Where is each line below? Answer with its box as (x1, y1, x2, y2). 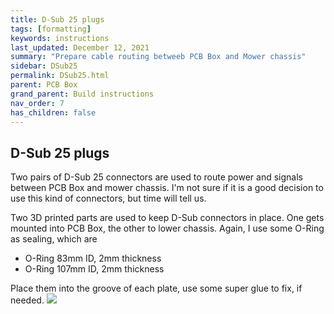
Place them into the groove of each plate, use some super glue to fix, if (10, 282, 303, 295)
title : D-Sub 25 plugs (10, 14, 105, 25)
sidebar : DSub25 (10, 61, 78, 71)
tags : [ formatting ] (10, 24, 92, 34)
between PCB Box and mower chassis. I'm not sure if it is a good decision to (10, 182, 324, 194)
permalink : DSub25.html (10, 71, 110, 81)
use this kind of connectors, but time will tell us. (10, 192, 207, 205)
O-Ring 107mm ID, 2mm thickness (24, 263, 165, 275)
